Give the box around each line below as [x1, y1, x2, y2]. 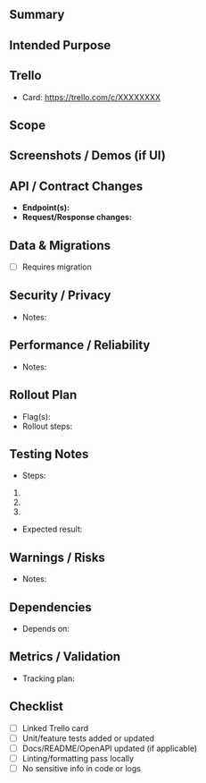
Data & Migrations [9, 237, 111, 253]
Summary [9, 7, 65, 22]
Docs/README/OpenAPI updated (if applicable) [21, 743, 198, 753]
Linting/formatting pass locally [21, 753, 135, 763]
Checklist [9, 699, 64, 714]
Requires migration [21, 261, 92, 272]
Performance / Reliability [9, 337, 151, 353]
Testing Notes [9, 447, 89, 462]
